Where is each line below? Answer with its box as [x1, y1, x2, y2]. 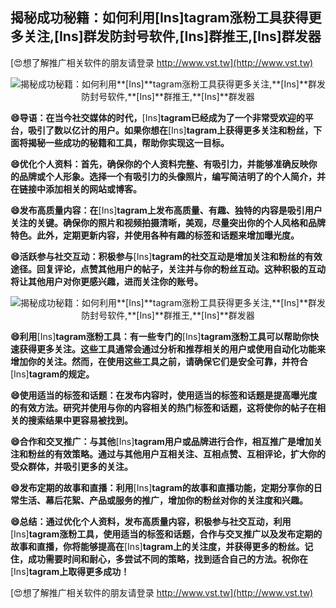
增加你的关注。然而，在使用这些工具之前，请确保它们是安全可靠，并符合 [10, 355, 308, 367]
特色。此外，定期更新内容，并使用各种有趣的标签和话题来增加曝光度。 [10, 229, 300, 241]
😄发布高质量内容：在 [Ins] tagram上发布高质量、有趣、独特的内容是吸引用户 [10, 204, 323, 216]
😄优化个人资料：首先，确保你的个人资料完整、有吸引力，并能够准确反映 [10, 158, 309, 170]
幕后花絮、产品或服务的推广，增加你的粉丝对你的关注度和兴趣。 [44, 494, 308, 506]
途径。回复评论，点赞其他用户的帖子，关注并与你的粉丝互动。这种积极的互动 [10, 263, 326, 275]
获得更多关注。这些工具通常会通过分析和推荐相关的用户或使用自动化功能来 [18, 343, 326, 355]
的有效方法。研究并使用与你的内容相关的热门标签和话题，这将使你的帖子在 [10, 401, 317, 413]
